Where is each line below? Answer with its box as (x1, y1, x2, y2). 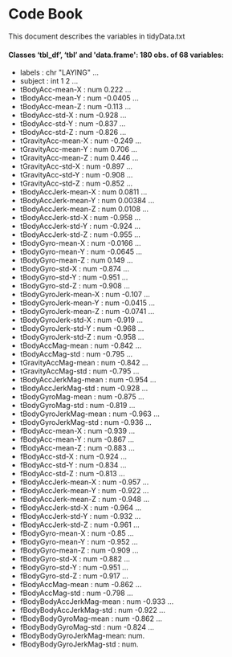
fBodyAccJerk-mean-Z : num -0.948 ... (19, 495, 150, 504)
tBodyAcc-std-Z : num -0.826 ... (19, 128, 127, 137)
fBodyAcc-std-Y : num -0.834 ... (19, 460, 127, 470)
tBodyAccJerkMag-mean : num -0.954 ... (19, 375, 157, 385)
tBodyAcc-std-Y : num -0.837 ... (19, 119, 126, 129)
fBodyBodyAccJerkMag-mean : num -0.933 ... (19, 597, 174, 606)
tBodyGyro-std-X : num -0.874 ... (19, 264, 130, 274)
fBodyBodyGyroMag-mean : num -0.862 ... (19, 614, 163, 623)
